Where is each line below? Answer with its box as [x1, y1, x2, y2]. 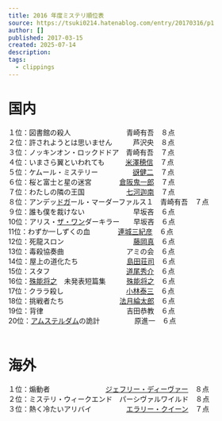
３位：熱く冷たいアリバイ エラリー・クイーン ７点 [8, 404, 210, 413]
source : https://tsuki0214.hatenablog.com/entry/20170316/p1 [8, 19, 215, 27]
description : [8, 48, 52, 56]
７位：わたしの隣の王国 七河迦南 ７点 [8, 187, 175, 197]
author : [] [8, 26, 44, 34]
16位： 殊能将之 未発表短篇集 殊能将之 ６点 [8, 276, 176, 285]
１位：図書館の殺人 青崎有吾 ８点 [8, 128, 175, 137]
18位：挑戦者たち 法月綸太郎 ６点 [8, 296, 176, 305]
